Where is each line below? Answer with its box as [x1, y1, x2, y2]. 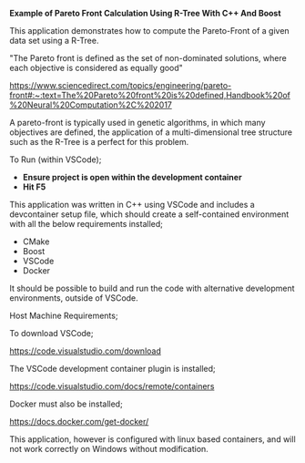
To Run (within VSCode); [9, 154, 102, 165]
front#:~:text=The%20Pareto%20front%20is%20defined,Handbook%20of [9, 90, 291, 100]
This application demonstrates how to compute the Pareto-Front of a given [9, 26, 290, 36]
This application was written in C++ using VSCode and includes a [9, 200, 255, 210]
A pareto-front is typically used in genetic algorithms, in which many [9, 118, 266, 128]
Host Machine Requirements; [9, 310, 118, 321]
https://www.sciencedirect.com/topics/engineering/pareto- [9, 80, 232, 90]
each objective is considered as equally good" [9, 63, 184, 73]
